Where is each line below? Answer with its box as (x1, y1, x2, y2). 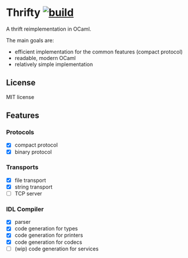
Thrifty (6, 6, 41, 19)
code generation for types (14, 225, 78, 232)
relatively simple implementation (14, 61, 93, 68)
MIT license (6, 93, 35, 100)
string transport (14, 183, 53, 190)
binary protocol (14, 148, 52, 156)
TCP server (14, 190, 42, 197)
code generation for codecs (14, 239, 82, 246)
